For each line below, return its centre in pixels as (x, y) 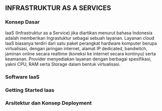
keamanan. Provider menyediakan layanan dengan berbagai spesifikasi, (79, 59)
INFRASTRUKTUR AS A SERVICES (58, 8)
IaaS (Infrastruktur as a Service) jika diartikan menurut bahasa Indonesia (79, 33)
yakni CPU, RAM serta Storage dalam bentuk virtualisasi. (63, 64)
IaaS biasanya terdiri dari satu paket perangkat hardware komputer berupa (81, 43)
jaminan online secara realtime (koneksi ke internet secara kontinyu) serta (81, 54)
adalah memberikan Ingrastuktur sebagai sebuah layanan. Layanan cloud (80, 38)
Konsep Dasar (23, 22)
